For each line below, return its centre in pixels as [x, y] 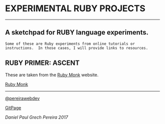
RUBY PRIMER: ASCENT [42, 63]
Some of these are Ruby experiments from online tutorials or [70, 44]
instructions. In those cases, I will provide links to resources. [77, 48]
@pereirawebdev [23, 98]
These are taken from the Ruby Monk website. [52, 75]
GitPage [13, 107]
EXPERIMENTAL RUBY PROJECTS [75, 9]
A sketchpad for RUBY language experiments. [77, 32]
